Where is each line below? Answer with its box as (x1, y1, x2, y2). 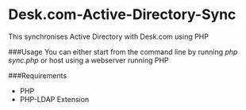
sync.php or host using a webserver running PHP (8, 55, 169, 65)
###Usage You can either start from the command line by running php (8, 47, 238, 56)
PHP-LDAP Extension (19, 94, 90, 104)
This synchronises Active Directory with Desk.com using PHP (8, 32, 209, 41)
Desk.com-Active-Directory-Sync (8, 6, 236, 24)
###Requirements (8, 70, 67, 80)
